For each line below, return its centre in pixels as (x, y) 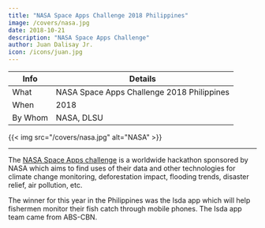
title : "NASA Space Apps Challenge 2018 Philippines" (99, 15)
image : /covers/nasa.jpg (49, 23)
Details (142, 78)
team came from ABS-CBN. (53, 217)
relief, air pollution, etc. (45, 185)
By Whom (30, 118)
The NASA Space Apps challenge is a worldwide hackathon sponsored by (128, 160)
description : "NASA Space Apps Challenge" (79, 37)
